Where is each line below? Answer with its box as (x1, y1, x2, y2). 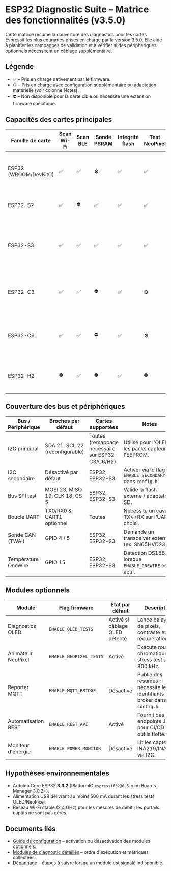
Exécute (137, 644, 157, 651)
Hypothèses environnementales (5, 769, 109, 777)
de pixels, (137, 623, 160, 630)
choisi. (123, 520, 139, 527)
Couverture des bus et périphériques (5, 402, 125, 411)
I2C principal (8, 445, 39, 452)
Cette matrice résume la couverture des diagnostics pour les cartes (5, 31, 147, 37)
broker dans (137, 697, 166, 704)
